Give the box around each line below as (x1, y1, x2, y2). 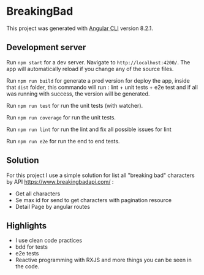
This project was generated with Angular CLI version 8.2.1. (6, 24, 153, 32)
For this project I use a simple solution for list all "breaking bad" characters (6, 171, 195, 179)
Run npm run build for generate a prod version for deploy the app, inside (6, 77, 190, 84)
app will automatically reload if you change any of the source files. (6, 65, 174, 72)
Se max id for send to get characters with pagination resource (15, 196, 172, 203)
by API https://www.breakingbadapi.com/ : (6, 178, 114, 185)
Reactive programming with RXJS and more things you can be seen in (15, 256, 192, 264)
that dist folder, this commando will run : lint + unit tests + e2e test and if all (6, 83, 198, 91)
